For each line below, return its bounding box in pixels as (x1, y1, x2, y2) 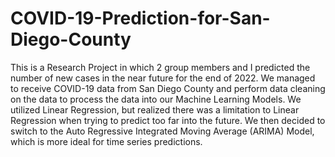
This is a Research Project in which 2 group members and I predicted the (10, 61, 311, 73)
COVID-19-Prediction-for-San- (10, 7, 271, 30)
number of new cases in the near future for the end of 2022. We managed (10, 72, 316, 84)
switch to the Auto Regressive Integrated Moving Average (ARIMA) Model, (10, 125, 315, 137)
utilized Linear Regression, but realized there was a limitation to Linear (10, 103, 300, 116)
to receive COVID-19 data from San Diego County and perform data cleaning (10, 82, 326, 94)
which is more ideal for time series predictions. (10, 135, 203, 147)
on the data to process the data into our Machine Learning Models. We (10, 93, 302, 105)
